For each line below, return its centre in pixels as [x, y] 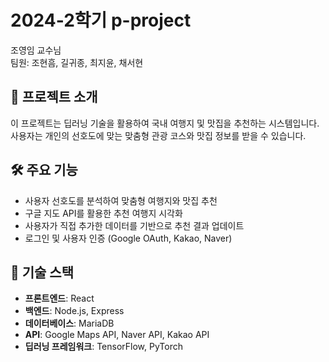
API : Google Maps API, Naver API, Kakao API [117, 335]
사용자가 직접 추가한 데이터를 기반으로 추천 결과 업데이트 [134, 225]
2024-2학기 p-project [101, 20]
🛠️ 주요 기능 [44, 170]
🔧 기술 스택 [42, 272]
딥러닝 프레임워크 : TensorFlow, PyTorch [103, 347]
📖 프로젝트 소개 [54, 97]
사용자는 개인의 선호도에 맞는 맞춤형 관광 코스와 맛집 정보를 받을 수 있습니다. [158, 135]
